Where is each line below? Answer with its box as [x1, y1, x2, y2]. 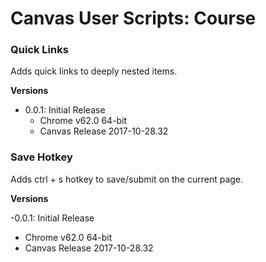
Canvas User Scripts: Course [10, 7, 257, 30]
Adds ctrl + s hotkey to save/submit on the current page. [10, 173, 244, 185]
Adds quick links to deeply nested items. [10, 65, 178, 77]
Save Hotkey [10, 150, 73, 164]
